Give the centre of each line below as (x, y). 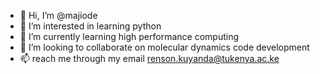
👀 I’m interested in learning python (90, 26)
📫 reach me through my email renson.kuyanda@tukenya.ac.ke (149, 58)
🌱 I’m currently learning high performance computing (129, 36)
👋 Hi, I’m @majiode (58, 15)
